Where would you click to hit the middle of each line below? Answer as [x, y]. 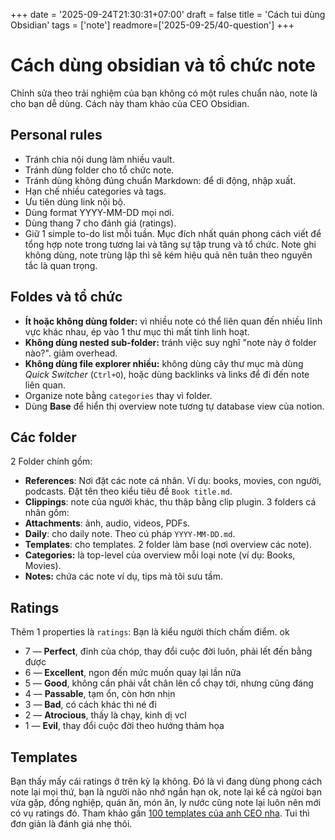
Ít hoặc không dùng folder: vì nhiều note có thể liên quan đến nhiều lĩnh [173, 321]
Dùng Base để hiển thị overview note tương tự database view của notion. [174, 406]
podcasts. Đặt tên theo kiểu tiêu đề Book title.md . [128, 491]
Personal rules [56, 135]
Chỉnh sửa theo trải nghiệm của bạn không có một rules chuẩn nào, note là [164, 93]
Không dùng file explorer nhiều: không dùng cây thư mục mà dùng [164, 363]
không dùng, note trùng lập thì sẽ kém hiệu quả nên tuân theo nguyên [168, 255]
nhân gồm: [47, 513]
